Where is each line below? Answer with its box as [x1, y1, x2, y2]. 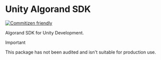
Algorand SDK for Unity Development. [5, 29, 84, 35]
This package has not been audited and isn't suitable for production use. [5, 49, 156, 55]
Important [5, 39, 26, 45]
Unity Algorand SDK [5, 3, 91, 15]
